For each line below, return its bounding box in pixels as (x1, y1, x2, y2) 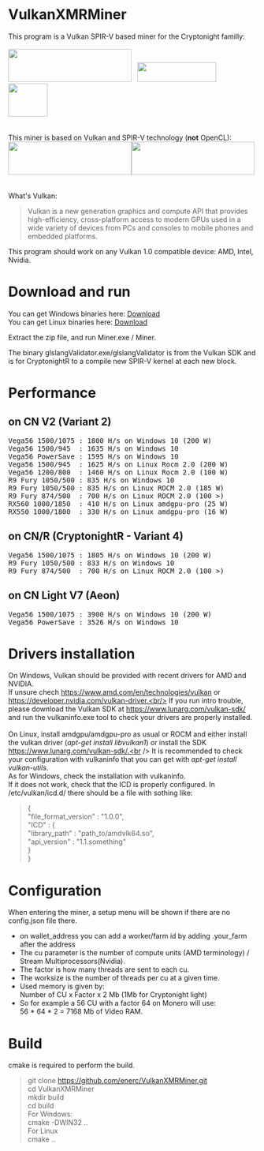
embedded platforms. (27, 231, 99, 241)
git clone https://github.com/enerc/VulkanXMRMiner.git (27, 1076, 207, 1085)
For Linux (27, 1127, 58, 1136)
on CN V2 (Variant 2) (8, 415, 112, 429)
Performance (8, 384, 97, 402)
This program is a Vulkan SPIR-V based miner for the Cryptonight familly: (8, 32, 246, 41)
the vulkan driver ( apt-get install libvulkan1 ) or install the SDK (8, 738, 207, 748)
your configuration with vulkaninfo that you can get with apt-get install (8, 755, 237, 764)
